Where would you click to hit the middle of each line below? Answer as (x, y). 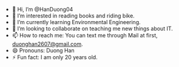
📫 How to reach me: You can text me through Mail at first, (85, 35)
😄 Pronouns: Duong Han (43, 50)
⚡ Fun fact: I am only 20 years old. (55, 57)
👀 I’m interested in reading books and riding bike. (73, 16)
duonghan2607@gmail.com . (47, 44)
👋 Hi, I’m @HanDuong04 (42, 9)
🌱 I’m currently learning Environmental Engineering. (76, 22)
